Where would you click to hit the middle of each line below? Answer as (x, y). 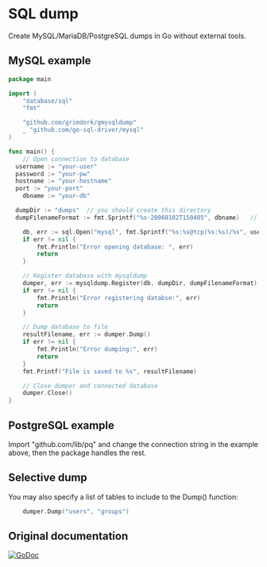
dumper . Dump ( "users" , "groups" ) (76, 511)
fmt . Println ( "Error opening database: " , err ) (115, 247)
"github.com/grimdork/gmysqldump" (79, 123)
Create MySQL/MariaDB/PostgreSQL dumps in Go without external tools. (127, 36)
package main (30, 79)
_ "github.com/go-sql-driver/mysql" (83, 130)
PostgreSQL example (62, 425)
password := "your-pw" (53, 174)
